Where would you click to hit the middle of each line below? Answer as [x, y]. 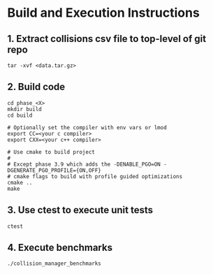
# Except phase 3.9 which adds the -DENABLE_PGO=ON [84, 164]
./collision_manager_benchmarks [54, 264]
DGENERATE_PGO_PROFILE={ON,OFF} [54, 170]
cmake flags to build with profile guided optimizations [98, 176]
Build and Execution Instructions [104, 13]
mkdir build [24, 109]
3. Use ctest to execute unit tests [80, 210]
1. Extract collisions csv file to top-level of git [107, 39]
